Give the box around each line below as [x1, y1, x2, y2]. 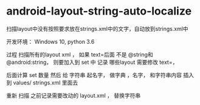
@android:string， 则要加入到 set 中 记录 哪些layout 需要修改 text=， [6, 58, 178, 66]
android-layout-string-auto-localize [6, 4, 192, 18]
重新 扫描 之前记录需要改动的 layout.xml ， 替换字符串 [6, 92, 141, 99]
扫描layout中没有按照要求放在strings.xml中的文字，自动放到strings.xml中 [6, 25, 188, 32]
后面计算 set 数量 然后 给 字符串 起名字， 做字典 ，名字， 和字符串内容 [6, 71, 182, 78]
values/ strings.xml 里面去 [13, 79, 78, 86]
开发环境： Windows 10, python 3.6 [6, 38, 95, 45]
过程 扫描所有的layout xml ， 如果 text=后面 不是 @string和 [6, 50, 153, 58]
